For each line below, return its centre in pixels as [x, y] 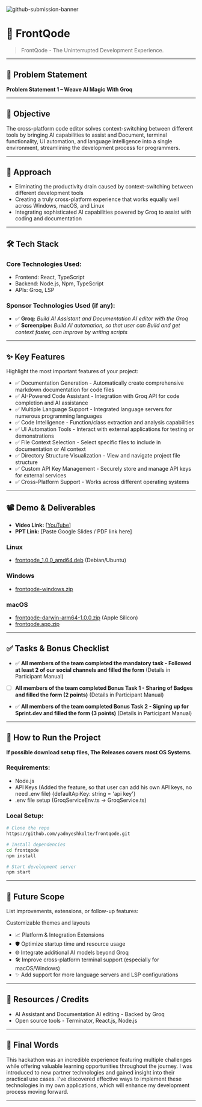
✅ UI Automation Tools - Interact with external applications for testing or [104, 429]
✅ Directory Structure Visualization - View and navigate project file [97, 456]
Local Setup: [25, 816]
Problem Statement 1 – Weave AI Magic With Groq [69, 89]
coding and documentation [48, 219]
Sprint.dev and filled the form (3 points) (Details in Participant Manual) [103, 713]
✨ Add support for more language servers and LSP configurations [96, 975]
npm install [21, 856]
